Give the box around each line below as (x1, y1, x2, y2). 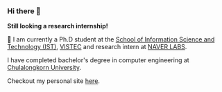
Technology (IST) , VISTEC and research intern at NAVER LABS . (7, 43, 187, 51)
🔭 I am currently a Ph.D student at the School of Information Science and (7, 35, 215, 44)
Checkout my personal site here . (7, 77, 101, 85)
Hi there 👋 (7, 6, 42, 16)
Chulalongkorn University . (7, 64, 82, 72)
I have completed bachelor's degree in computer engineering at (7, 56, 189, 64)
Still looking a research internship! (7, 22, 109, 30)
